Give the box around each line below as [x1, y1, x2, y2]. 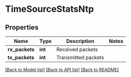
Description [66, 38, 95, 44]
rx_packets [7, 46, 35, 53]
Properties [5, 23, 39, 32]
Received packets [56, 46, 98, 53]
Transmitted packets [56, 54, 104, 61]
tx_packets [7, 54, 35, 61]
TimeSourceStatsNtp [5, 3, 94, 15]
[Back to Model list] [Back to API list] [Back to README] [5, 67, 119, 73]
